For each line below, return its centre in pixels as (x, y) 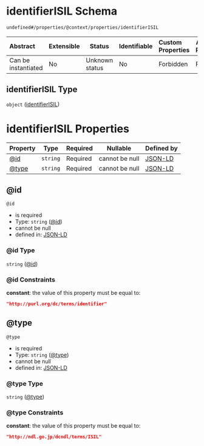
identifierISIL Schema (62, 11)
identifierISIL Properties (68, 129)
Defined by (161, 148)
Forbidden (173, 64)
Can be (20, 60)
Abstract (22, 46)
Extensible (64, 46)
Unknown (100, 60)
